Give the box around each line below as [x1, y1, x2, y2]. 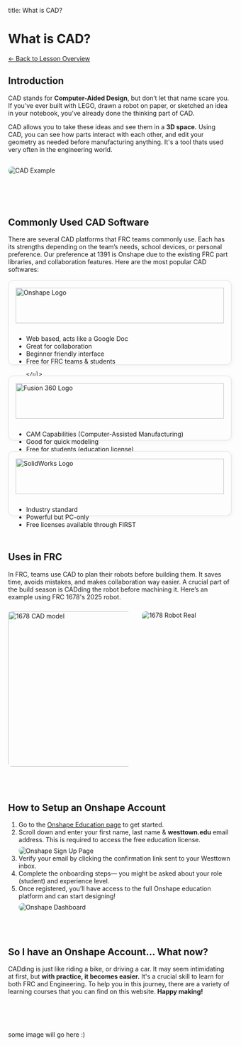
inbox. [18, 862, 37, 871]
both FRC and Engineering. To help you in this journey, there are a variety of [8, 980, 230, 988]
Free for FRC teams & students [26, 357, 116, 366]
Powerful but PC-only [26, 513, 89, 521]
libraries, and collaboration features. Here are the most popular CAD [8, 258, 207, 266]
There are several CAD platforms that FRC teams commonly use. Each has [8, 235, 225, 244]
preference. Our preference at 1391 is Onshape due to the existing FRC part [8, 250, 228, 258]
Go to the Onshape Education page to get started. [18, 820, 164, 829]
